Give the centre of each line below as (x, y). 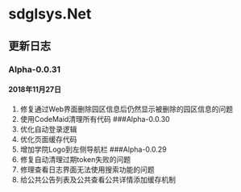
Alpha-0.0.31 (35, 69)
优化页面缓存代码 (48, 139)
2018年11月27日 (35, 90)
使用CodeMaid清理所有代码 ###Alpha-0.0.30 (95, 119)
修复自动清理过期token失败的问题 (75, 159)
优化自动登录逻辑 (48, 129)
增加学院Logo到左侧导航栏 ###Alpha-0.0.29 (93, 149)
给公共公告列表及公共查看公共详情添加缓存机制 (98, 179)
